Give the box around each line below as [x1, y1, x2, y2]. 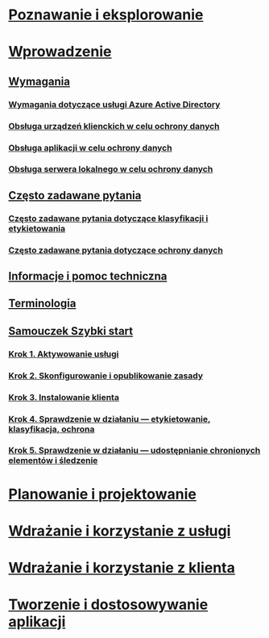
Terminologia [8, 297, 77, 311]
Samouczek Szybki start [8, 324, 134, 338]
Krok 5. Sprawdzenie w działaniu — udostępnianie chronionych [8, 445, 261, 457]
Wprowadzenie [8, 43, 112, 61]
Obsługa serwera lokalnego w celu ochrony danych [8, 164, 213, 175]
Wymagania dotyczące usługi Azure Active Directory [8, 98, 221, 110]
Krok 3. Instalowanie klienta [8, 391, 119, 402]
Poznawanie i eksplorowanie [8, 6, 204, 24]
